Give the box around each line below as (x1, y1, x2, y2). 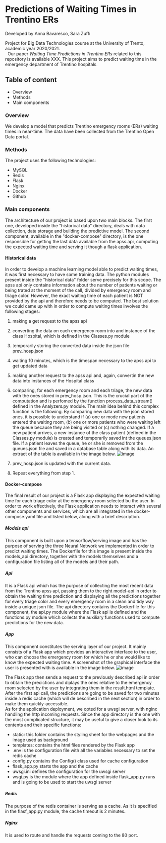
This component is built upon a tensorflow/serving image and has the (5, 538, 147, 544)
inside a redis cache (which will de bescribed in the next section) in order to (5, 695, 160, 701)
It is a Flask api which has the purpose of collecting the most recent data (5, 582, 154, 588)
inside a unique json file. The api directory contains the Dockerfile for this (5, 603, 155, 610)
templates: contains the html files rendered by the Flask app (12, 742, 135, 748)
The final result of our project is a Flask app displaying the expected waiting (5, 492, 160, 498)
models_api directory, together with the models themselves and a (5, 554, 139, 560)
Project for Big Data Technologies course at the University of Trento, (5, 40, 145, 46)
